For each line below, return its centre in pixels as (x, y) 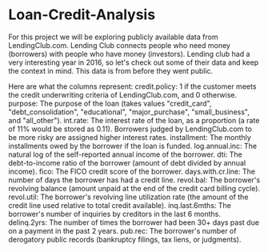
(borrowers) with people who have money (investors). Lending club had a (129, 54)
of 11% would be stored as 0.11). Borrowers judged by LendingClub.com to (130, 129)
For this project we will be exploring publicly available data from (113, 37)
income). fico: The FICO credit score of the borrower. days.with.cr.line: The (132, 171)
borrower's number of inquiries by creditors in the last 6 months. (115, 214)
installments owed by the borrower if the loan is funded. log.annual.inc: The (133, 146)
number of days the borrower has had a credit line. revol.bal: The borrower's (134, 180)
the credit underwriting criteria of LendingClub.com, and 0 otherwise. (123, 94)
